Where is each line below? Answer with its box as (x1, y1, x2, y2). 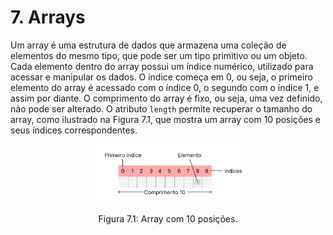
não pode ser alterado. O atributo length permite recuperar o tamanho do (10, 102, 313, 115)
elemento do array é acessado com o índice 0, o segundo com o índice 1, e (10, 81, 320, 93)
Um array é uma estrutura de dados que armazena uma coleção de (10, 39, 287, 51)
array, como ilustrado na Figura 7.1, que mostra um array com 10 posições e (10, 113, 321, 125)
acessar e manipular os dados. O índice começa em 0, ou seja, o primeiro (10, 71, 313, 83)
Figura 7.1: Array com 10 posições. (98, 212, 238, 225)
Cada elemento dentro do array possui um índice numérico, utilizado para (10, 60, 314, 72)
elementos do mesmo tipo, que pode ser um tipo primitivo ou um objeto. (10, 49, 308, 61)
